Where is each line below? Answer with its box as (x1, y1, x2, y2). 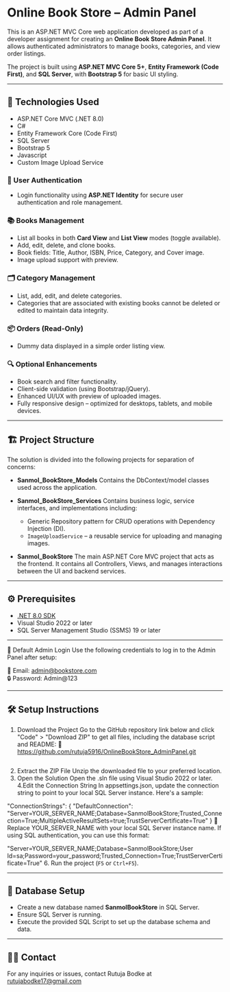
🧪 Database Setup (7, 885, 86, 897)
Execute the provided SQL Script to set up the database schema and (16, 918, 211, 926)
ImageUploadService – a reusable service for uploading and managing (27, 532, 222, 540)
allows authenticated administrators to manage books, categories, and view (7, 42, 220, 50)
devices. (16, 407, 42, 415)
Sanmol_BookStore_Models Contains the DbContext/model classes (16, 476, 209, 484)
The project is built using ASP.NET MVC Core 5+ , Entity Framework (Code (7, 62, 219, 71)
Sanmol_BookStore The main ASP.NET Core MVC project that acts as (16, 552, 214, 560)
